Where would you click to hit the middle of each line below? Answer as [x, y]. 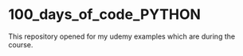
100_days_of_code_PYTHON [105, 15]
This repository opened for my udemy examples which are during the [122, 36]
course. [21, 44]
